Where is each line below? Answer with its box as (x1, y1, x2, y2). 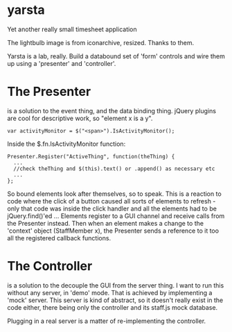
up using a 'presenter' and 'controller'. (7, 59, 116, 67)
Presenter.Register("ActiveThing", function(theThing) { (7, 153, 175, 160)
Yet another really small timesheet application (7, 25, 137, 33)
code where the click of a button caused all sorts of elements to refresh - (7, 197, 216, 205)
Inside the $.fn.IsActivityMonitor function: (7, 140, 126, 148)
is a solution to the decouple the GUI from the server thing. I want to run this (7, 281, 224, 290)
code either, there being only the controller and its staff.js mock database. (7, 303, 218, 311)
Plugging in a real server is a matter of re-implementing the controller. (7, 317, 206, 325)
